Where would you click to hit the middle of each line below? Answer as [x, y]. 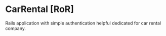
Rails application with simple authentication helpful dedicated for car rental [83, 23]
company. [16, 28]
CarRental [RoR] [40, 9]
